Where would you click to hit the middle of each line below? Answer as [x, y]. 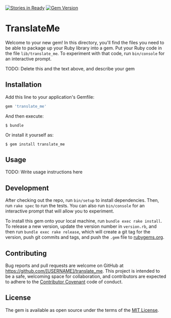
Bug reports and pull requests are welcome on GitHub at [65, 266]
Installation [23, 85]
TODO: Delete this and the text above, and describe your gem [70, 68]
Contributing [26, 253]
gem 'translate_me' [26, 106]
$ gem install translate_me [35, 144]
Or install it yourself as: [29, 135]
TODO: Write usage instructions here [44, 172]
